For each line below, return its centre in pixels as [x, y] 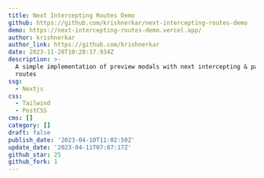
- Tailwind [33, 103]
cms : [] [21, 118]
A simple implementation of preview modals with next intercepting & [131, 67]
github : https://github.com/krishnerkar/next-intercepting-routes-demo [128, 23]
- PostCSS [31, 111]
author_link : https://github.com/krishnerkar [84, 45]
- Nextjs [29, 89]
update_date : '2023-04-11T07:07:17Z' [70, 147]
